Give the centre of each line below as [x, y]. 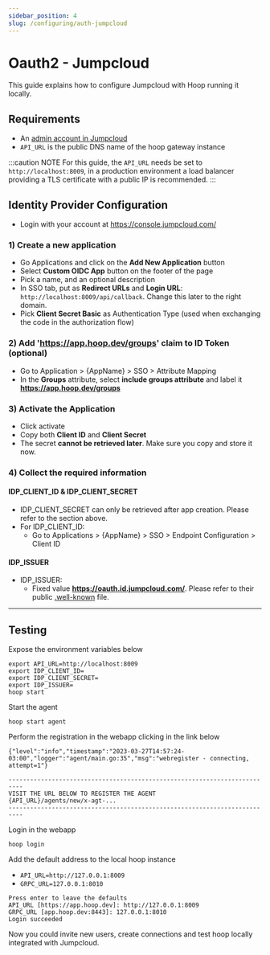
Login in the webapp [42, 830]
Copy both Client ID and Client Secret [83, 434]
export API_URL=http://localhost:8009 [73, 664]
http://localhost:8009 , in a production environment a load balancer [121, 171]
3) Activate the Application [62, 408]
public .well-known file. [71, 597]
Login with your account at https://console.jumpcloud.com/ [118, 224]
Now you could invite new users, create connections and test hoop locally [131, 934]
